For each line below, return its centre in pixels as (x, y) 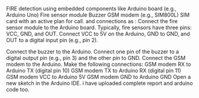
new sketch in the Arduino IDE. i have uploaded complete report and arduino (99, 83)
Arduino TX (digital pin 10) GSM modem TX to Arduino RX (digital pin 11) (94, 70)
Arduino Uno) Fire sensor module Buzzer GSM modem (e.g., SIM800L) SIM (98, 15)
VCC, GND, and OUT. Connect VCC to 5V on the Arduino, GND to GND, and (98, 34)
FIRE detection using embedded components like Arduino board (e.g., (91, 9)
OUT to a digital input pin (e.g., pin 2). (52, 40)
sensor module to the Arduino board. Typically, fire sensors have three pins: (99, 27)
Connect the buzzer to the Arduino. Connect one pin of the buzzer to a (93, 52)
